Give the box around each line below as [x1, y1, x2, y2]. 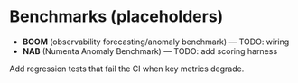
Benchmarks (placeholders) [9, 6, 224, 27]
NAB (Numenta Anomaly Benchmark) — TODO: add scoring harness [22, 45, 278, 56]
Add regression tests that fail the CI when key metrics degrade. [9, 63, 245, 74]
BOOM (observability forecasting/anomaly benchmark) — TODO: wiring [22, 36, 290, 47]
